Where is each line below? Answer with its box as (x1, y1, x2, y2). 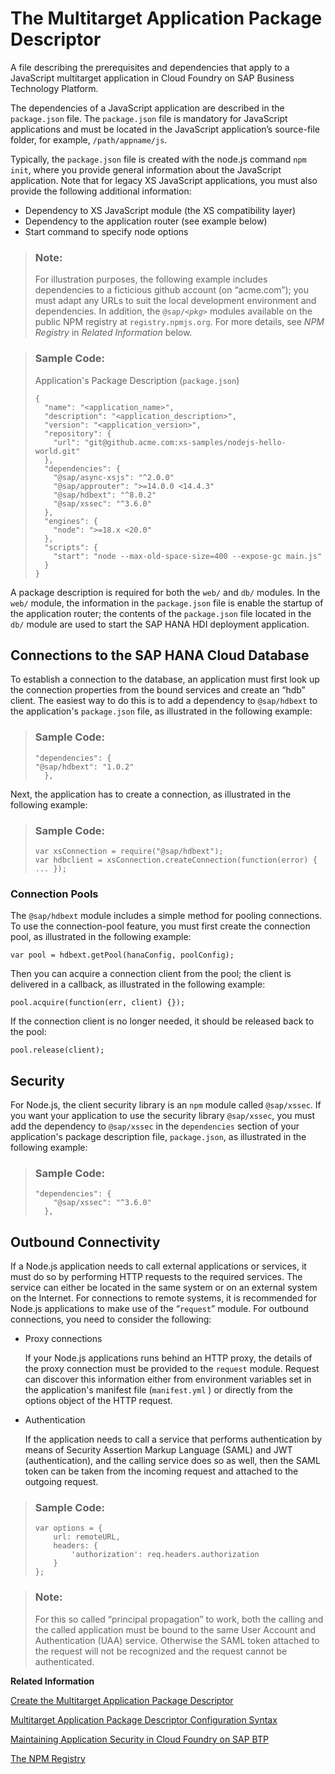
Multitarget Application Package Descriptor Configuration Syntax (10, 1713, 278, 1726)
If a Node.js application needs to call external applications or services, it (10, 1260, 307, 1272)
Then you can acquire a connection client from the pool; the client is (10, 968, 292, 980)
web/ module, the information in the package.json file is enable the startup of (10, 597, 324, 609)
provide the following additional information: (10, 185, 192, 197)
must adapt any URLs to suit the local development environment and (34, 295, 317, 307)
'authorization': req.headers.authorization (71, 1550, 260, 1560)
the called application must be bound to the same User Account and (34, 1623, 317, 1636)
